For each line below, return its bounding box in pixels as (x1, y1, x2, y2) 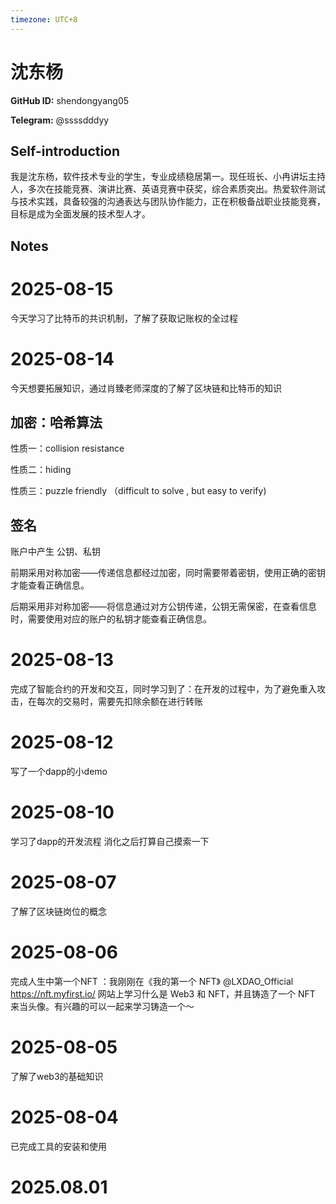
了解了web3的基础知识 (10, 1070, 104, 1082)
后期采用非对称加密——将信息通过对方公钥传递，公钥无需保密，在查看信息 (10, 601, 317, 613)
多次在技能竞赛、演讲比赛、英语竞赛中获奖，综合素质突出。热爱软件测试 (27, 183, 326, 195)
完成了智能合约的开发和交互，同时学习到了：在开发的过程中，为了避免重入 (10, 683, 317, 695)
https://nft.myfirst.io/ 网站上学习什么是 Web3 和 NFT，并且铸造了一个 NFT (10, 987, 316, 1000)
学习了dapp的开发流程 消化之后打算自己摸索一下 (10, 836, 210, 848)
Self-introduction (10, 142, 121, 160)
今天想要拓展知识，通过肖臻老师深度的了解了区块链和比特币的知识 (10, 382, 282, 394)
